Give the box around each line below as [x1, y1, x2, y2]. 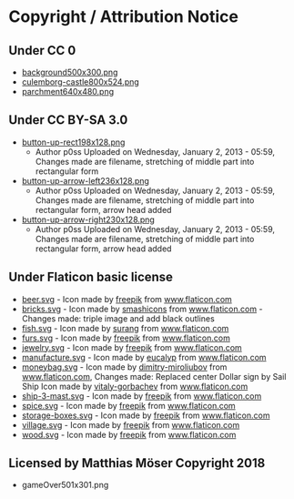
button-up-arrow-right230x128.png [21, 214, 156, 225]
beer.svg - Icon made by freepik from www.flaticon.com [21, 293, 233, 304]
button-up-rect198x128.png [21, 137, 126, 148]
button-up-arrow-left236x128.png [21, 175, 149, 186]
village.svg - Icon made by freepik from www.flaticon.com [21, 419, 240, 430]
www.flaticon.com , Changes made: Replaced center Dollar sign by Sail [21, 371, 287, 382]
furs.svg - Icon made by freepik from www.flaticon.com [21, 332, 231, 343]
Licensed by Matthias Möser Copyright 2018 [8, 455, 266, 471]
